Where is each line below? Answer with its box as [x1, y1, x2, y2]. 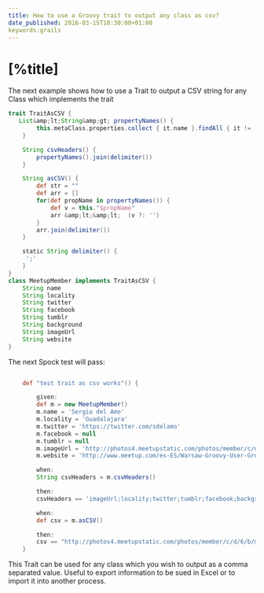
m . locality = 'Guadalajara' [36, 415, 128, 424]
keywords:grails [8, 26, 61, 34]
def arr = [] [36, 190, 79, 198]
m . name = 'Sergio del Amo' [36, 408, 125, 416]
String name [22, 284, 61, 292]
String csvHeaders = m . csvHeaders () [36, 473, 156, 481]
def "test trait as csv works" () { [22, 379, 139, 387]
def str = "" [36, 182, 79, 190]
